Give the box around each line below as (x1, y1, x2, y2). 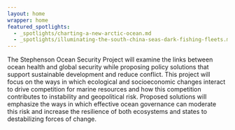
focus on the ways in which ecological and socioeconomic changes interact (7, 78, 226, 86)
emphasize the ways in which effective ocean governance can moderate (7, 100, 217, 108)
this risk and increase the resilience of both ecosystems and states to (7, 108, 208, 116)
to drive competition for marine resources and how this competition (7, 85, 201, 94)
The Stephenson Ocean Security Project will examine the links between (7, 55, 213, 64)
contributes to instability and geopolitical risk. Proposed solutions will (7, 92, 207, 101)
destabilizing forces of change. (7, 115, 97, 123)
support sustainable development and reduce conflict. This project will (7, 71, 211, 79)
